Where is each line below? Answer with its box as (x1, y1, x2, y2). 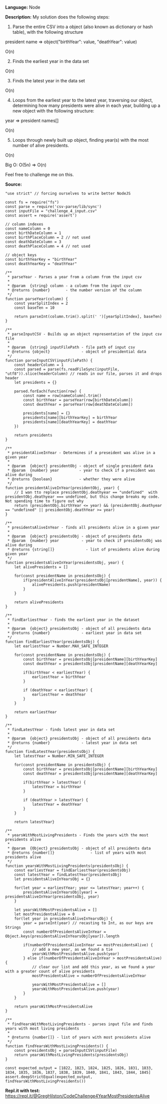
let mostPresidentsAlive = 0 (14, 912, 75, 917)
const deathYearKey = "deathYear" (5, 261, 77, 266)
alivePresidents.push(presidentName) (31, 582, 111, 587)
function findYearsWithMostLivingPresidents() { (5, 1044, 108, 1049)
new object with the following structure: (12, 108, 94, 114)
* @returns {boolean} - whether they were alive (7, 477, 135, 482)
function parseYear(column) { (5, 296, 68, 301)
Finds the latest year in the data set (12, 78, 85, 83)
